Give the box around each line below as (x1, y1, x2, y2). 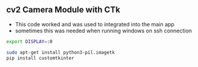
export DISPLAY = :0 (6, 38, 53, 44)
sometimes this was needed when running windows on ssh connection (15, 27, 193, 34)
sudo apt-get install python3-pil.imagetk (6, 49, 115, 56)
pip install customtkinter (6, 55, 74, 61)
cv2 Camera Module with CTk (6, 5, 120, 15)
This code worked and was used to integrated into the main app (15, 20, 174, 28)
